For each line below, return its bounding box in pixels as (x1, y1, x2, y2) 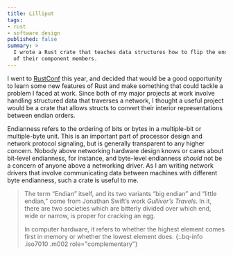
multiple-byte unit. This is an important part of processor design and (7, 132, 202, 140)
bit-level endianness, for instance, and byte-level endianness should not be (7, 154, 223, 162)
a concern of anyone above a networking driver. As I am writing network (7, 161, 214, 170)
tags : (7, 17, 23, 24)
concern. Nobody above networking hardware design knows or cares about (7, 146, 224, 155)
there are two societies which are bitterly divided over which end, (24, 204, 212, 212)
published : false (7, 36, 58, 43)
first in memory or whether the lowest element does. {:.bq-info (24, 232, 203, 240)
